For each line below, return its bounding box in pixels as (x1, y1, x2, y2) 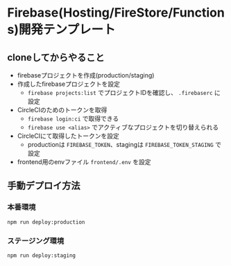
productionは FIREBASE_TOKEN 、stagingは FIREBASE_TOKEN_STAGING (27, 141, 214, 148)
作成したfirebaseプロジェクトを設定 (17, 80, 120, 88)
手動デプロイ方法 (7, 180, 80, 192)
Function (172, 5, 225, 21)
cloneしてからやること (7, 51, 105, 63)
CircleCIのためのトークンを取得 (17, 106, 108, 114)
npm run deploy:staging (7, 251, 76, 259)
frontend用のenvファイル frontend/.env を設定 (17, 158, 151, 166)
